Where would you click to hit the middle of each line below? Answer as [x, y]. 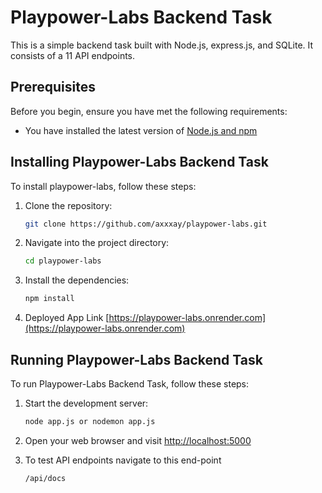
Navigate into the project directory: [97, 243]
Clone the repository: [68, 205]
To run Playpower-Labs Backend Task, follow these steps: [130, 384]
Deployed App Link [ [67, 318]
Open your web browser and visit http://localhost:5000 [138, 440]
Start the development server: [86, 403]
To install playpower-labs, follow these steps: [103, 186]
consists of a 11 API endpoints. [73, 55]
